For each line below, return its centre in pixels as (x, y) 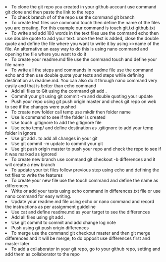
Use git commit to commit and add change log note (64, 222)
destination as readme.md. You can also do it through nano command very (81, 80)
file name (15, 65)
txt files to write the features (34, 175)
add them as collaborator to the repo (43, 254)
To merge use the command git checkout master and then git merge (81, 233)
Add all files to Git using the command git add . (59, 91)
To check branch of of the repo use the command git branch (73, 17)
